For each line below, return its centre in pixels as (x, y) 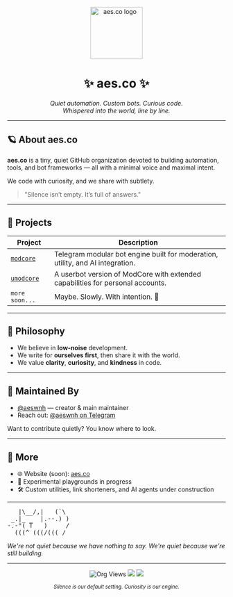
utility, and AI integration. (95, 263)
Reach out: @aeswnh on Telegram (66, 415)
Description (138, 242)
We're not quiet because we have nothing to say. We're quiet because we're (116, 546)
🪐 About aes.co (43, 140)
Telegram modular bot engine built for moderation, (136, 254)
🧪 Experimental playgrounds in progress (74, 482)
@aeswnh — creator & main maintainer (73, 408)
